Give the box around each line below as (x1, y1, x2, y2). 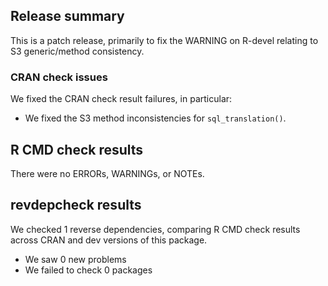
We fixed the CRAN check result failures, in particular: (10, 93, 233, 105)
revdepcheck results (10, 197, 142, 214)
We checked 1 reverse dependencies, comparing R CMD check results (10, 223, 301, 235)
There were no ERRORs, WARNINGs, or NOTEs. (10, 167, 205, 179)
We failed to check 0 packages (24, 264, 153, 276)
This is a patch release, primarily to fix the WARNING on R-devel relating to (10, 34, 319, 46)
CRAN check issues (10, 70, 108, 84)
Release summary (10, 8, 125, 25)
